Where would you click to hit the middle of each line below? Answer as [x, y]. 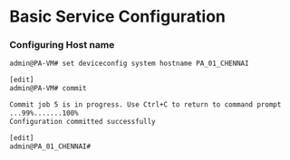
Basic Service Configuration [118, 17]
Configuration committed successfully [82, 121]
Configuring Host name [62, 45]
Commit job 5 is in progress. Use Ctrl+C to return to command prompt [145, 105]
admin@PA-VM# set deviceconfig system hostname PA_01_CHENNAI [129, 64]
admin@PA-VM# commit [48, 89]
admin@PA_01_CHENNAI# [50, 146]
